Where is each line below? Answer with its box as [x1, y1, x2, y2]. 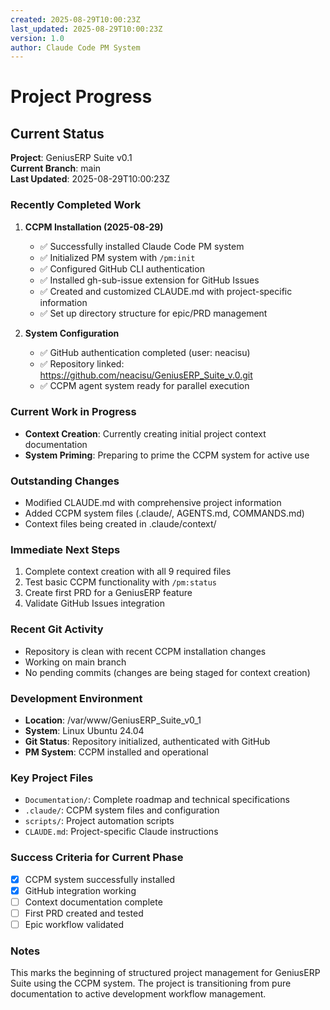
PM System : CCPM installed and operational [24, 746, 209, 758]
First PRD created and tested [24, 907, 144, 919]
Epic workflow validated [24, 918, 125, 930]
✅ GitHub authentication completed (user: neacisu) [39, 346, 251, 358]
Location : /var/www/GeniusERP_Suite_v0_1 [24, 714, 202, 726]
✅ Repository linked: [39, 357, 125, 370]
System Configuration [24, 327, 120, 339]
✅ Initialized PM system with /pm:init [39, 251, 196, 263]
